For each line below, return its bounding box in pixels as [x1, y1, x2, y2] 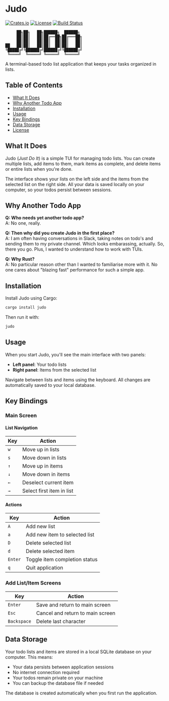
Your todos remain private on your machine [12, 675, 103, 681]
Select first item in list [22, 487, 73, 495]
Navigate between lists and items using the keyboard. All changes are [5, 377, 151, 383]
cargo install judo [5, 305, 47, 310]
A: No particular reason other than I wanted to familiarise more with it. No [5, 261, 158, 267]
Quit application [25, 564, 63, 571]
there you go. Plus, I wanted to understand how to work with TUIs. [5, 246, 143, 252]
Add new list [25, 523, 56, 530]
